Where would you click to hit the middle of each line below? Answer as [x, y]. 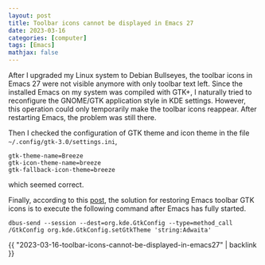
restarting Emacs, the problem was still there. [82, 117]
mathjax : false [33, 53]
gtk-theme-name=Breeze [46, 156]
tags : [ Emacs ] [32, 45]
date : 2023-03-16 [37, 30]
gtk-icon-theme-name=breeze [55, 163]
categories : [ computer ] [48, 38]
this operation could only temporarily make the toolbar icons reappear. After [132, 109]
